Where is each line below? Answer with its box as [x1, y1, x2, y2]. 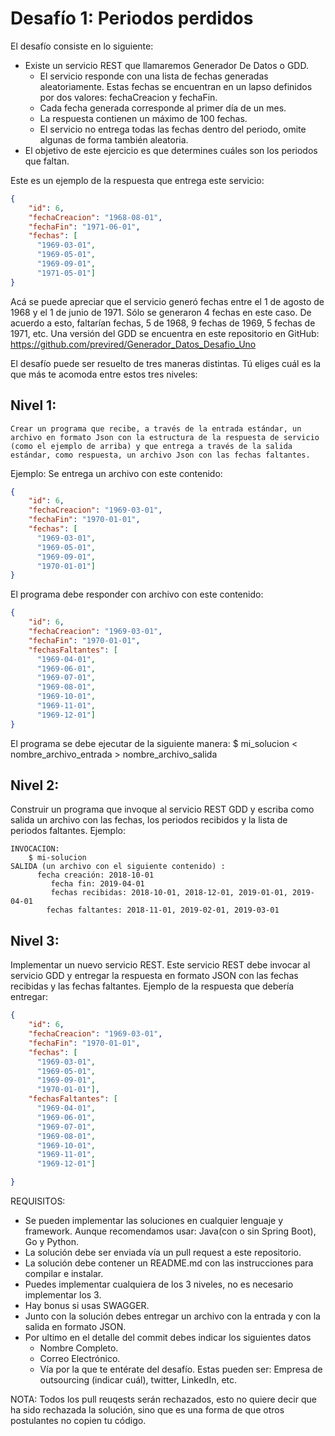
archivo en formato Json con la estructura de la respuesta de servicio [10, 432, 320, 442]
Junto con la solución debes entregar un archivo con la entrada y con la [24, 1310, 321, 1322]
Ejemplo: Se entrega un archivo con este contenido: [10, 467, 223, 479]
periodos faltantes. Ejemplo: [10, 825, 127, 837]
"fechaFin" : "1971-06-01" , [28, 222, 141, 232]
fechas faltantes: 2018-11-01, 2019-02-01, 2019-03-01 [46, 905, 280, 916]
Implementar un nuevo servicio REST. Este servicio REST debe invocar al [10, 959, 311, 971]
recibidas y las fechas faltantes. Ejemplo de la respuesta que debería [10, 980, 295, 992]
